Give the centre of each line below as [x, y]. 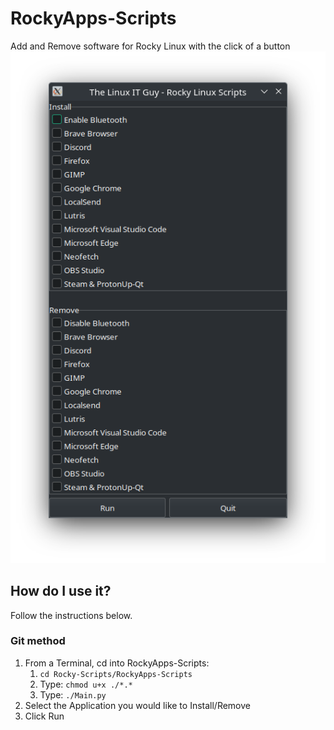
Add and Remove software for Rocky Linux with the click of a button [150, 46]
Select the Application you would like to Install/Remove [137, 705]
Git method [38, 641]
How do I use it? [61, 591]
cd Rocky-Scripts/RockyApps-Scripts [116, 674]
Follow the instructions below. [71, 615]
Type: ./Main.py [73, 694]
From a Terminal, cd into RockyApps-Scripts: [117, 663]
